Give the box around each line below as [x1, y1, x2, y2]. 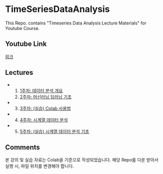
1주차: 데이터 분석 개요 [19, 87, 63, 93]
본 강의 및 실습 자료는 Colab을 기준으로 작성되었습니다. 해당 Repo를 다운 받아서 [5, 157, 159, 163]
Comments [5, 143, 40, 152]
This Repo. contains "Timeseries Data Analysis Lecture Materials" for [5, 20, 147, 26]
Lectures [5, 68, 33, 77]
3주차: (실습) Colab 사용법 [19, 105, 71, 111]
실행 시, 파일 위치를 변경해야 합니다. [5, 163, 74, 169]
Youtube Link [5, 40, 47, 48]
